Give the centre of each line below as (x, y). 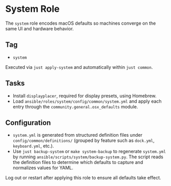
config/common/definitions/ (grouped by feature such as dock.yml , (83, 141)
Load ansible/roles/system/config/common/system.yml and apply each (87, 101)
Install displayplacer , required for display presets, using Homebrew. (84, 96)
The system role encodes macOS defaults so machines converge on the (81, 23)
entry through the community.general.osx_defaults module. (75, 106)
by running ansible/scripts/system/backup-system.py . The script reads (88, 157)
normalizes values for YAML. (43, 168)
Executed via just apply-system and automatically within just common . (79, 67)
